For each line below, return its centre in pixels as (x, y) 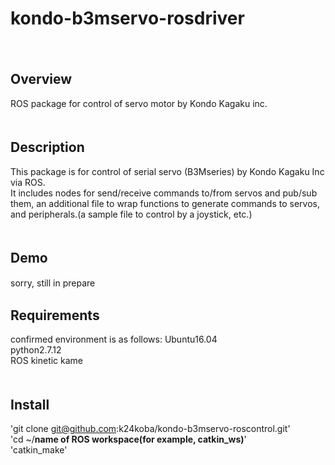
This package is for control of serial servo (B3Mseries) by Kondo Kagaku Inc (167, 171)
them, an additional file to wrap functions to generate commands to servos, (165, 203)
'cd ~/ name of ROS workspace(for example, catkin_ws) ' (128, 439)
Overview (41, 79)
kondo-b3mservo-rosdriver (127, 18)
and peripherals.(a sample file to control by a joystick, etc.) (131, 214)
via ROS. (28, 182)
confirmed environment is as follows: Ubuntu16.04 (114, 339)
